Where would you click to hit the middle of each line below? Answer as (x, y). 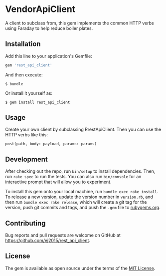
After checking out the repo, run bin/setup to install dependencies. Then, (80, 171)
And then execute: (24, 75)
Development (27, 159)
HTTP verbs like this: (27, 135)
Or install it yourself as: (29, 93)
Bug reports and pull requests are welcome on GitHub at (63, 235)
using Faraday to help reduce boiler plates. (49, 28)
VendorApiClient (40, 9)
